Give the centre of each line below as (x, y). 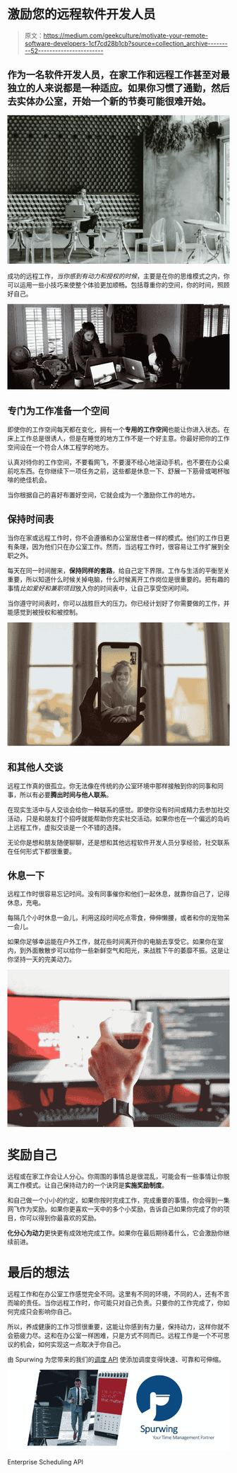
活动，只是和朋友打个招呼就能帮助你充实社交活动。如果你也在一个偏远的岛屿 (119, 819)
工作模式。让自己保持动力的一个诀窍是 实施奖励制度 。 (90, 1185)
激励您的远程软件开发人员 (82, 15)
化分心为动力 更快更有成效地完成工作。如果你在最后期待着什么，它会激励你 (115, 1232)
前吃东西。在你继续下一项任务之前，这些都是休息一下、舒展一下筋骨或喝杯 (115, 470)
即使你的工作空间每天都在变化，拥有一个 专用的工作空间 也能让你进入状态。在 (119, 429)
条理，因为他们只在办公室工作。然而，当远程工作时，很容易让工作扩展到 (118, 546)
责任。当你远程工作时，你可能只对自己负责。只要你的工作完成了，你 (124, 1302)
